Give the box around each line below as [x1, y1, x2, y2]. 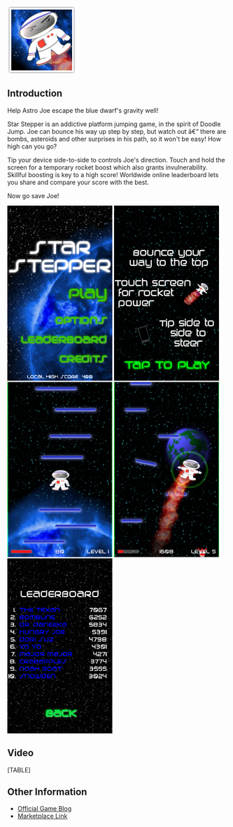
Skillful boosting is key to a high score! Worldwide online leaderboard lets [7, 170, 219, 179]
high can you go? [7, 142, 57, 151]
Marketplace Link [17, 812, 68, 821]
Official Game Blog [17, 805, 72, 813]
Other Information [7, 786, 87, 798]
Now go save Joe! [7, 191, 59, 200]
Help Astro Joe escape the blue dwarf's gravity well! [7, 106, 159, 114]
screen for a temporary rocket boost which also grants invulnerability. [7, 163, 208, 172]
